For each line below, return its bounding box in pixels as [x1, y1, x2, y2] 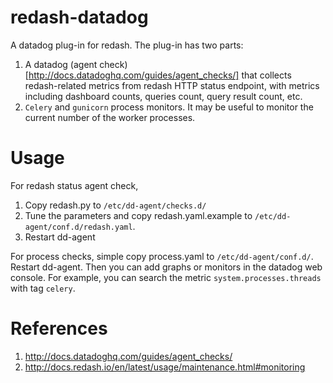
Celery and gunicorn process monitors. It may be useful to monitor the [24, 101, 314, 113]
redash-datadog [10, 6, 149, 29]
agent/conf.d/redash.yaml [24, 222, 133, 232]
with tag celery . [10, 282, 76, 294]
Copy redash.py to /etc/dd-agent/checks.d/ [24, 199, 207, 211]
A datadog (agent [24, 58, 98, 70]
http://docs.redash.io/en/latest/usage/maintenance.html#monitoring [24, 361, 306, 373]
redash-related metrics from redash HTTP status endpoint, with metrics [24, 79, 320, 91]
